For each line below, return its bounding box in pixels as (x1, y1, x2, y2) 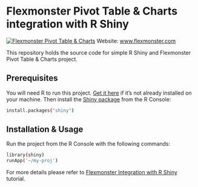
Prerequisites (6, 73, 58, 83)
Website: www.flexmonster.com (96, 37, 176, 44)
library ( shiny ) (6, 152, 45, 158)
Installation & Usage (6, 124, 84, 135)
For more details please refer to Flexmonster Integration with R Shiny (6, 169, 177, 176)
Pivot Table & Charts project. (6, 55, 78, 63)
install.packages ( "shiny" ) (6, 107, 74, 114)
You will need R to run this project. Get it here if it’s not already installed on (6, 89, 192, 97)
